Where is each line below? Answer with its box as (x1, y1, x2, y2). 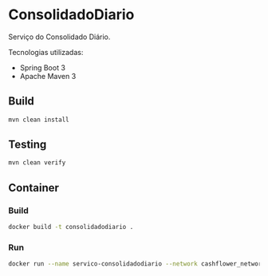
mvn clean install (8, 116, 69, 124)
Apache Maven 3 (19, 71, 77, 81)
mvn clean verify (8, 159, 66, 167)
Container (8, 181, 60, 195)
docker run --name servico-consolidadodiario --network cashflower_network (8, 260, 266, 268)
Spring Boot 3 (19, 62, 66, 73)
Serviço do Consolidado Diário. (8, 32, 111, 41)
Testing (8, 138, 47, 152)
